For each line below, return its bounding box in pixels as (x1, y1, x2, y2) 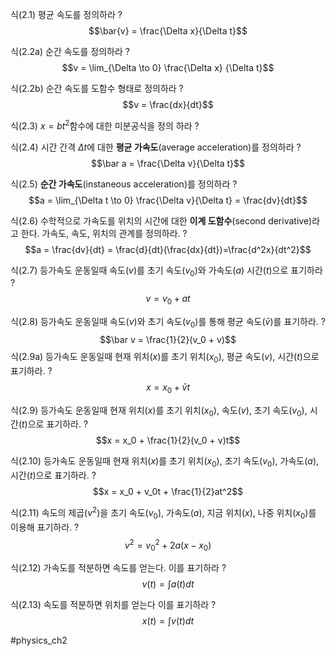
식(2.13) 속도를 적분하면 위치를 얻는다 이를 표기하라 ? (10, 599, 217, 611)
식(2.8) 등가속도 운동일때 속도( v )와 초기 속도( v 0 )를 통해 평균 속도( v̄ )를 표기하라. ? (10, 316, 326, 330)
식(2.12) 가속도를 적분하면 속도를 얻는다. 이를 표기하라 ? (10, 562, 227, 574)
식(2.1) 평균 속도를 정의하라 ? (10, 9, 123, 20)
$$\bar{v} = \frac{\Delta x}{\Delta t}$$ (88, 25, 248, 37)
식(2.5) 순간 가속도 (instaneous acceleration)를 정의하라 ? (10, 178, 238, 190)
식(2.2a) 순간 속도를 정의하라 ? (10, 46, 130, 57)
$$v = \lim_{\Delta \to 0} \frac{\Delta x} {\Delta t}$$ (61, 62, 275, 73)
